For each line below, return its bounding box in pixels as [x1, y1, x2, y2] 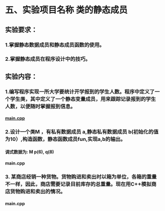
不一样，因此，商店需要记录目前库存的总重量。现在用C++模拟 [5, 181, 152, 188]
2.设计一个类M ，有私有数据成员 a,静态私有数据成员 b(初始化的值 [5, 128, 159, 135]
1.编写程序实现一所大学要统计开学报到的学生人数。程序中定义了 [5, 88, 155, 95]
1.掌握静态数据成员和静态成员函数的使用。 [5, 41, 105, 48]
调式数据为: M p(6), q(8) [5, 149, 54, 155]
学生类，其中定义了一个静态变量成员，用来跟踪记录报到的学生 [10, 95, 156, 102]
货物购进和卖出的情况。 [10, 188, 66, 195]
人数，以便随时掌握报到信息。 [5, 103, 76, 110]
